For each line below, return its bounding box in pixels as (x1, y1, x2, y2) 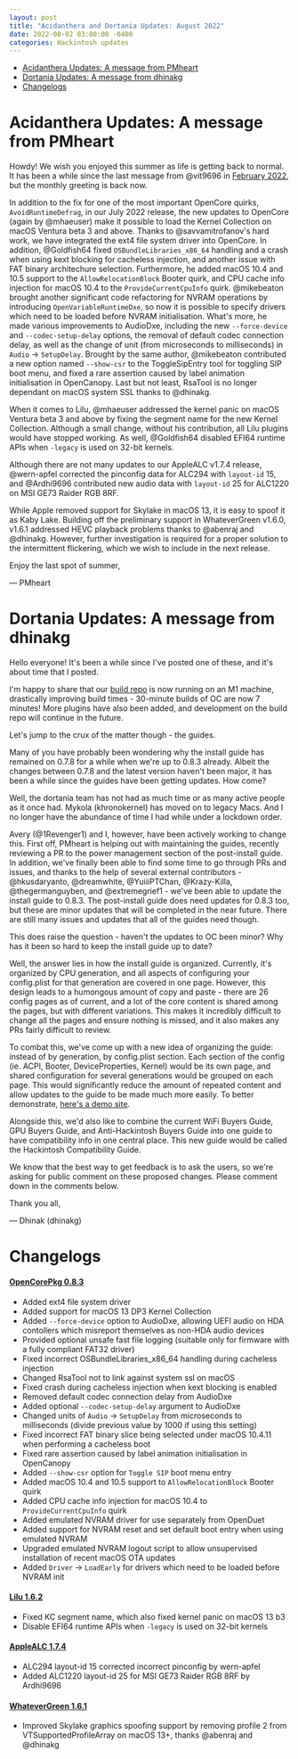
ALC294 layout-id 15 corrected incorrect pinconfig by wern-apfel (21, 1661, 261, 1672)
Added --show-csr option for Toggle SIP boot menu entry (21, 1466, 232, 1477)
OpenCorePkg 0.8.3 (9, 1276, 85, 1287)
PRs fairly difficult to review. (9, 1025, 112, 1036)
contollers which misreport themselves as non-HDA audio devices (21, 1325, 265, 1335)
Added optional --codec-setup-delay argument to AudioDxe (21, 1400, 241, 1411)
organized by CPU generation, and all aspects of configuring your (9, 968, 251, 979)
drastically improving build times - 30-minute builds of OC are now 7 (9, 693, 261, 705)
